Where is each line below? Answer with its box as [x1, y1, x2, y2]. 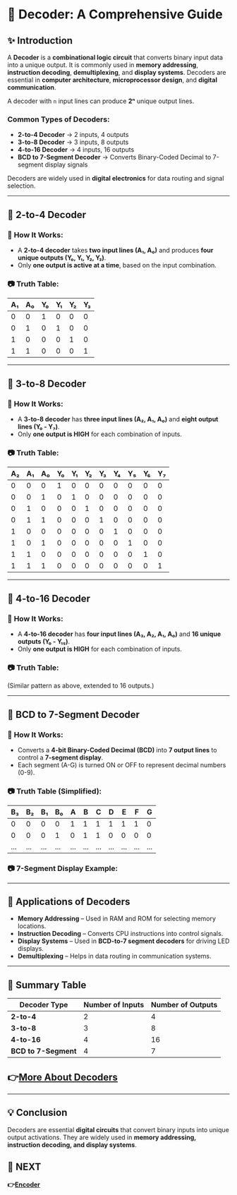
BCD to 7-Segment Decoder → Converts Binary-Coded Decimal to [17, 153, 212, 162]
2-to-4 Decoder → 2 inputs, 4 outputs [17, 131, 129, 139]
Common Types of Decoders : [7, 114, 110, 124]
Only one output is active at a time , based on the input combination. [17, 260, 217, 269]
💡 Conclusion [7, 1107, 68, 1119]
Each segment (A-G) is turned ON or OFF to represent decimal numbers [17, 760, 226, 769]
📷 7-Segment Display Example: [7, 864, 119, 874]
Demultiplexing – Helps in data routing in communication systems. [17, 952, 212, 961]
